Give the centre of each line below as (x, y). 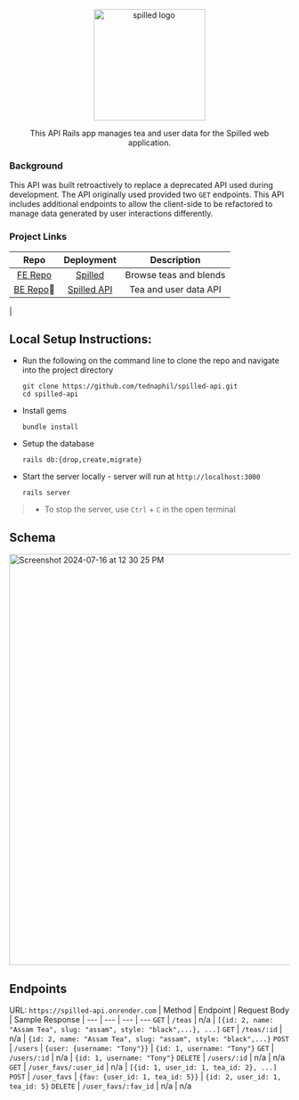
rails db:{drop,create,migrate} (82, 460)
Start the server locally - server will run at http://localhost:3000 (141, 477)
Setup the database (58, 444)
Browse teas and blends (175, 275)
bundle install (50, 427)
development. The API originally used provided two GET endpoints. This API (147, 194)
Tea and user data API (175, 289)
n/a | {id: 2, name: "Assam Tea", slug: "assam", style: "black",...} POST (149, 1038)
